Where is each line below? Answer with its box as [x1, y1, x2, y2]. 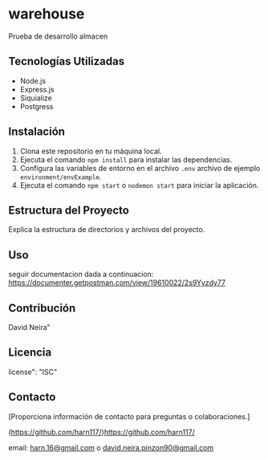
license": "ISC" [8, 367, 58, 377]
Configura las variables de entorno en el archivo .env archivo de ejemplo [19, 163, 261, 173]
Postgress [19, 101, 54, 111]
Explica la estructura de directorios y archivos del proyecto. [8, 225, 205, 234]
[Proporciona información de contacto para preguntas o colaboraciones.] [8, 411, 250, 421]
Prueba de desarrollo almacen [8, 31, 108, 41]
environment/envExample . [19, 172, 102, 181]
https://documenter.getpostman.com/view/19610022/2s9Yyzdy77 [8, 278, 226, 287]
